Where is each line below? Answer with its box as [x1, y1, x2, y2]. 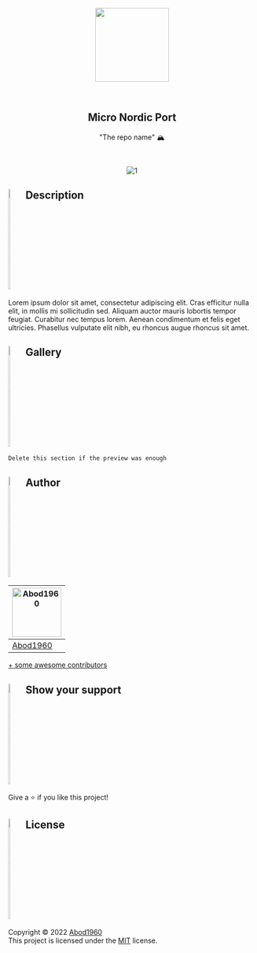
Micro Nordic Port [87, 111, 177, 124]
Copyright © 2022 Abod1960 [8, 927, 103, 936]
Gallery [25, 346, 62, 359]
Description [25, 189, 84, 202]
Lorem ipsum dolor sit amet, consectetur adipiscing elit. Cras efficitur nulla [8, 298, 250, 307]
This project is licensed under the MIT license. [8, 936, 158, 945]
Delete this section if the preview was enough [8, 454, 167, 462]
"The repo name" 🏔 [99, 132, 165, 142]
